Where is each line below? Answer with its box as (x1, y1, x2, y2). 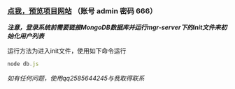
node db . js (7, 60, 39, 67)
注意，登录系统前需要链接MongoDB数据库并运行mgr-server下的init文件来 (7, 23, 222, 32)
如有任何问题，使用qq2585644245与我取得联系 (7, 74, 145, 83)
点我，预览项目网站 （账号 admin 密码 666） (7, 6, 157, 15)
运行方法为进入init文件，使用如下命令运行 (7, 47, 127, 55)
